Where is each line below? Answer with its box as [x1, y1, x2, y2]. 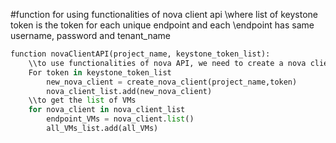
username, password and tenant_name [10, 30, 171, 41]
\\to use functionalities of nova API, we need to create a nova [28, 58, 307, 68]
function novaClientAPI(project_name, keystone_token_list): [10, 49, 271, 59]
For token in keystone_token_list [28, 67, 172, 78]
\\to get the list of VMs [28, 95, 137, 106]
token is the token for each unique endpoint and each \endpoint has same [10, 19, 315, 31]
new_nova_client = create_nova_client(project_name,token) [46, 77, 298, 87]
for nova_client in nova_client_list [28, 105, 186, 115]
